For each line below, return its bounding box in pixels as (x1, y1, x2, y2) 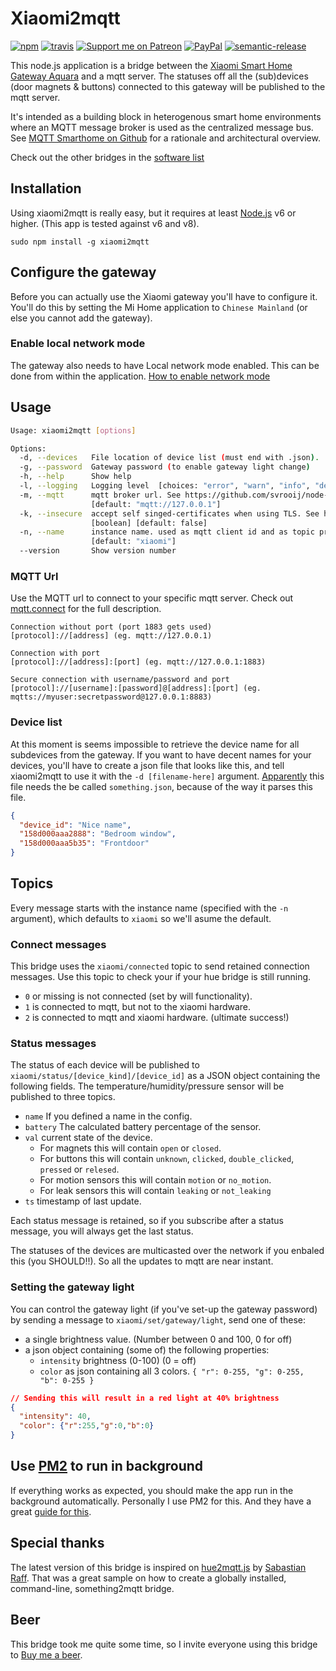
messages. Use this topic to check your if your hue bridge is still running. (10, 971, 312, 983)
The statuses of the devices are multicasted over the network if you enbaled (10, 1245, 325, 1257)
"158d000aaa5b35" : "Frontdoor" (19, 838, 150, 849)
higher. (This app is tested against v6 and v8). (10, 217, 200, 229)
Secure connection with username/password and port (10, 675, 230, 685)
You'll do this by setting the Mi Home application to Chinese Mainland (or (10, 301, 308, 313)
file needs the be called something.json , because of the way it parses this (10, 780, 314, 792)
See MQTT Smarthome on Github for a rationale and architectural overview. (10, 132, 321, 144)
